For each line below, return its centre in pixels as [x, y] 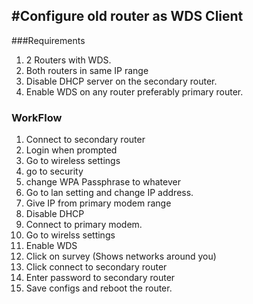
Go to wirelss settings [70, 235]
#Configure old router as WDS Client [127, 16]
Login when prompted [71, 150]
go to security [54, 171]
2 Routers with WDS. [68, 60]
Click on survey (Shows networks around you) [121, 256]
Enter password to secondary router [100, 278]
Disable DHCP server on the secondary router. [121, 81]
